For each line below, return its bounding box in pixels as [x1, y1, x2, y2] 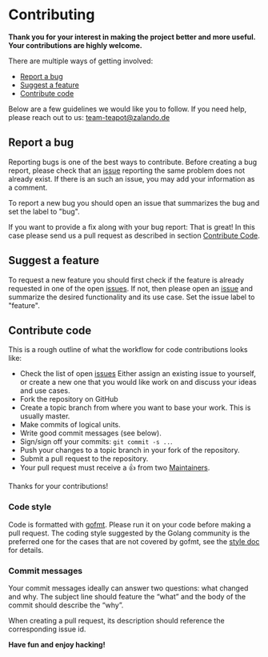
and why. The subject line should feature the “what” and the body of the [8, 591, 246, 601]
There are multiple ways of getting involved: [8, 56, 154, 66]
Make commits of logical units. [19, 420, 122, 430]
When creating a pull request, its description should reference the [8, 615, 226, 625]
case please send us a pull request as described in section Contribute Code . [8, 230, 260, 240]
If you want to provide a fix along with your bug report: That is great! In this [8, 222, 256, 231]
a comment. [8, 182, 48, 192]
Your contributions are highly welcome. [8, 40, 142, 50]
